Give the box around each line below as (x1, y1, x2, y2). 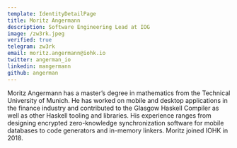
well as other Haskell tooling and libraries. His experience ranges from (7, 111, 212, 120)
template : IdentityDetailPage (7, 10, 97, 18)
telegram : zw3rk (7, 43, 55, 50)
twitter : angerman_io (7, 56, 71, 63)
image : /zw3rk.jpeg (7, 30, 65, 37)
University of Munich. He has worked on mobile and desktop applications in (7, 96, 228, 104)
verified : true (7, 37, 52, 44)
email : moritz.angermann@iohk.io (7, 50, 106, 57)
